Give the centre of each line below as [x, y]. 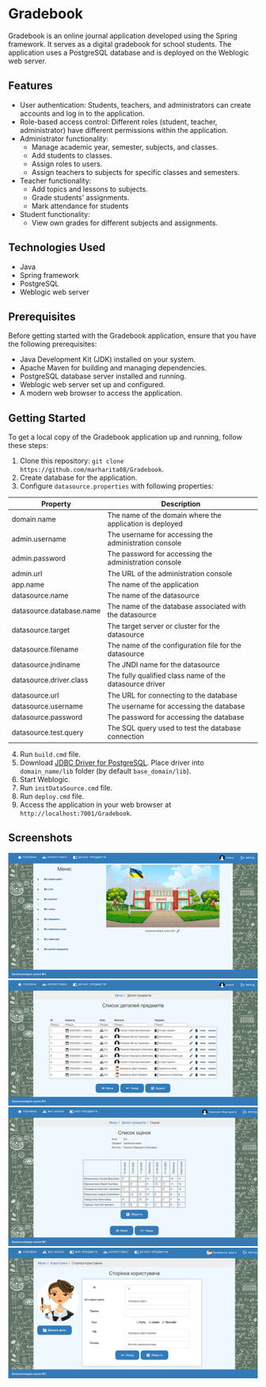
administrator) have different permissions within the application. [123, 130]
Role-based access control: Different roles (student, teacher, [118, 122]
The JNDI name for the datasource [163, 665]
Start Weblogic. [45, 779]
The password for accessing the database [176, 717]
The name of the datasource [154, 595]
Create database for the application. [78, 478]
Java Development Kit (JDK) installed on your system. [108, 359]
